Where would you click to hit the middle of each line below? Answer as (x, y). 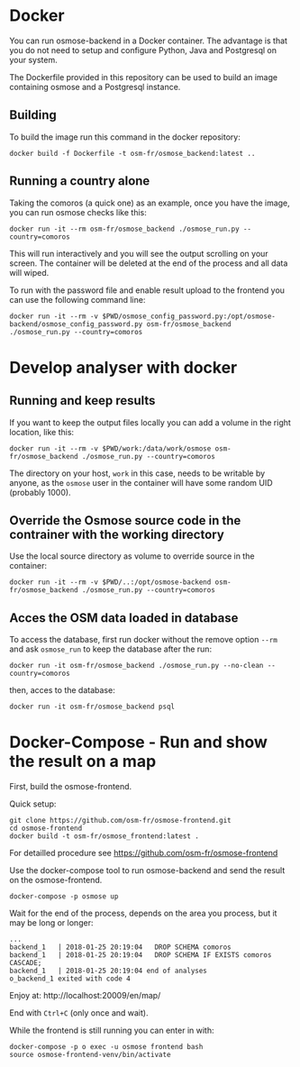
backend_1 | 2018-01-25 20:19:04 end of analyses (108, 971)
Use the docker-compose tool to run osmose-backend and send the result (147, 871)
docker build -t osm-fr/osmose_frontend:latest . (105, 836)
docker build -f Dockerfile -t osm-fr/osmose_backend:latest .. (132, 153)
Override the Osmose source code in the (125, 520)
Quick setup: (33, 804)
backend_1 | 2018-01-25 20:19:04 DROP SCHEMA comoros (120, 947)
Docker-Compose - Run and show (139, 742)
